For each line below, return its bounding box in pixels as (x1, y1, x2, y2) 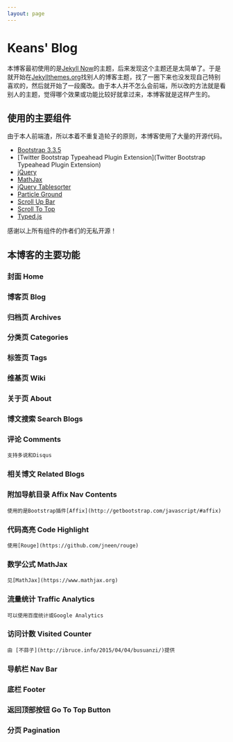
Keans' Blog (7, 40, 78, 56)
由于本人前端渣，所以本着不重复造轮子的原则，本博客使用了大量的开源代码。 (7, 132, 226, 140)
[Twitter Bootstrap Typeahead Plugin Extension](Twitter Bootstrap (17, 154, 206, 162)
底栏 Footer (7, 684, 46, 694)
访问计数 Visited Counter (7, 629, 92, 639)
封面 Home (7, 272, 44, 281)
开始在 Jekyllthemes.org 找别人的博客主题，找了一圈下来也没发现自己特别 (12, 72, 221, 81)
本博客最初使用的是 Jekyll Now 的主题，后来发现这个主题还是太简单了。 (7, 64, 209, 72)
